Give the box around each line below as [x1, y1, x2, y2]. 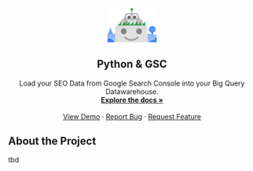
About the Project [8, 134, 97, 147]
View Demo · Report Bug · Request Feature [62, 111, 202, 121]
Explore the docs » [101, 95, 163, 104]
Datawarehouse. [105, 86, 159, 96]
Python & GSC [97, 57, 167, 71]
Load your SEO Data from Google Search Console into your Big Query [19, 78, 245, 88]
